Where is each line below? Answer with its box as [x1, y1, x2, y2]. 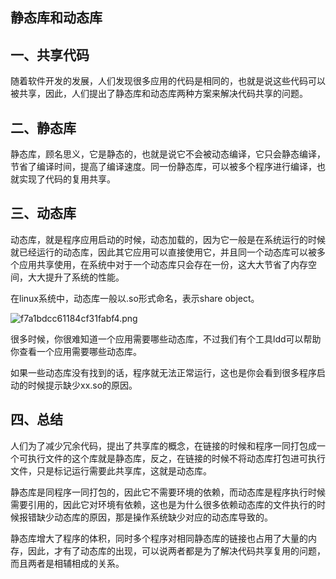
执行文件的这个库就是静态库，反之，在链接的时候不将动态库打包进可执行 [27, 452, 326, 464]
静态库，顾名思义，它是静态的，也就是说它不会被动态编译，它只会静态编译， [10, 148, 326, 160]
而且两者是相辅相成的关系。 [10, 557, 125, 569]
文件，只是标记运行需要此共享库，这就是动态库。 [10, 464, 212, 477]
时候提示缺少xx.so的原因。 [27, 379, 138, 391]
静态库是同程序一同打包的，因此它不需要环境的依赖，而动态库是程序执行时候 [10, 486, 326, 498]
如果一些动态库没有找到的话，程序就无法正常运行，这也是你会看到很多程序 [10, 366, 317, 378]
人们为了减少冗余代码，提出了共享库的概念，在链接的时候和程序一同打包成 [10, 439, 317, 452]
